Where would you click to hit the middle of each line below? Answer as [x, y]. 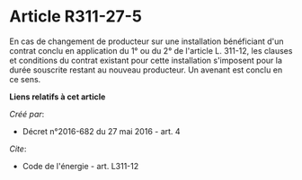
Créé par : [27, 114]
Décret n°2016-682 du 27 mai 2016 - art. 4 [102, 131]
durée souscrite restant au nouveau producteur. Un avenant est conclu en [146, 70]
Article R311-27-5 [75, 17]
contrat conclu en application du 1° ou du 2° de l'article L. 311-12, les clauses [151, 50]
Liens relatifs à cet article [58, 97]
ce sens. [25, 79]
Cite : [18, 149]
